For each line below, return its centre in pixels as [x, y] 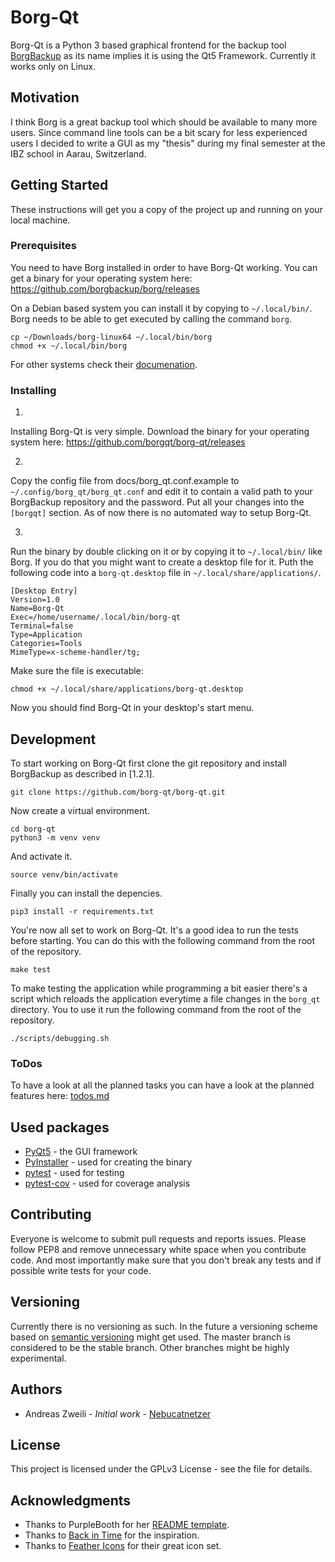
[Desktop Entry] [44, 591]
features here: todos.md [60, 1096]
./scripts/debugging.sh [60, 1038]
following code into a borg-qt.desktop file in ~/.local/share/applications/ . [166, 573]
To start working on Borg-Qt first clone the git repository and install [149, 763]
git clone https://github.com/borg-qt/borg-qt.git [118, 792]
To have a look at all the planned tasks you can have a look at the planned [162, 1085]
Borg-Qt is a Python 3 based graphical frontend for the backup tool [148, 45]
